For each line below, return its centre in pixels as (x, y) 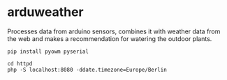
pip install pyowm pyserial (48, 51)
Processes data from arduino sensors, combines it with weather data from (114, 31)
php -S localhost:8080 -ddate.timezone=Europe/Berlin (87, 70)
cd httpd (20, 63)
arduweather (45, 12)
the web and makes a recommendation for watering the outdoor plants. (110, 38)
